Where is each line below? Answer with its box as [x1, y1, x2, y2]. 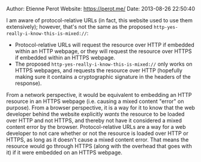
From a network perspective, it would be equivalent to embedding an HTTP [6, 92, 192, 98]
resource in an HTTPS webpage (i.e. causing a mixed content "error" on [6, 98, 184, 105]
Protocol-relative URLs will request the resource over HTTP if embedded [14, 42, 195, 48]
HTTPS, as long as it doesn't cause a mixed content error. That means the [6, 136, 189, 143]
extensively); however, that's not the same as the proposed [6, 23, 153, 30]
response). [14, 79, 42, 87]
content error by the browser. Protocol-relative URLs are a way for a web [6, 123, 186, 130]
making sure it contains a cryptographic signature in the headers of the [14, 73, 191, 80]
